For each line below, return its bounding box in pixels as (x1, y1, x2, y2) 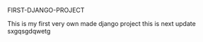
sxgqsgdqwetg (7, 27, 51, 35)
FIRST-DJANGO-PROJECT (7, 6, 85, 14)
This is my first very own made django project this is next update (7, 20, 196, 27)
